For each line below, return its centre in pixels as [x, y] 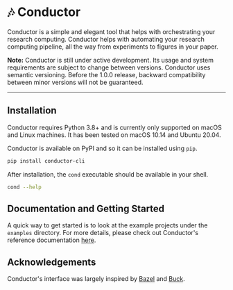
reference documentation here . [52, 240]
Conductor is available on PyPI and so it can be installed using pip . [102, 148]
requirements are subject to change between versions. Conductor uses [109, 67]
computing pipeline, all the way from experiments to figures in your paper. [113, 47]
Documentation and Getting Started [86, 208]
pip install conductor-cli [46, 161]
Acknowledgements [52, 262]
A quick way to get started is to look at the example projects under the [107, 225]
